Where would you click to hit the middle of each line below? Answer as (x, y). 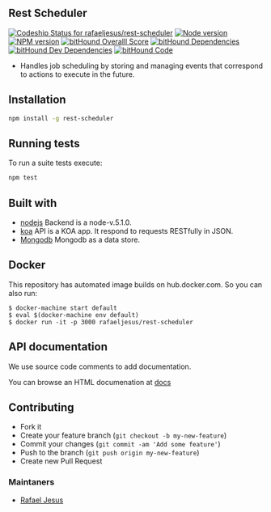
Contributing (41, 408)
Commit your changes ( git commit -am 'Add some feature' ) (120, 444)
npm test (23, 178)
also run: (23, 293)
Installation (37, 100)
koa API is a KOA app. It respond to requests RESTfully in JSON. (127, 231)
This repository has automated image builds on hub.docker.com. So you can (135, 284)
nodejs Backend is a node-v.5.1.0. (76, 222)
